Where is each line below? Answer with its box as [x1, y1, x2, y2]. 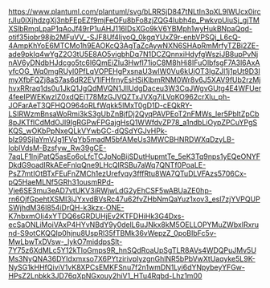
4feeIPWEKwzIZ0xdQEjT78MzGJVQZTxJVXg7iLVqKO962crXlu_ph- [8, 92, 231, 101]
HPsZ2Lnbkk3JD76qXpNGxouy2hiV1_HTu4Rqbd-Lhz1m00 [8, 271, 202, 280]
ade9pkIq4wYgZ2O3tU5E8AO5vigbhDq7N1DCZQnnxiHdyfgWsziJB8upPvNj [8, 50, 259, 59]
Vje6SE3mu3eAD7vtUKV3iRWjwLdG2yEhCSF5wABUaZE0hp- [8, 186, 213, 195]
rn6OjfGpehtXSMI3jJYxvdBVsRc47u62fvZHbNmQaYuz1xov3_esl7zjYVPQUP [8, 194, 261, 204]
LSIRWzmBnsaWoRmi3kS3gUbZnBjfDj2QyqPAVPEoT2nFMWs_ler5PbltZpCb [8, 109, 260, 119]
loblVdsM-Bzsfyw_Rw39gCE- [8, 144, 107, 152]
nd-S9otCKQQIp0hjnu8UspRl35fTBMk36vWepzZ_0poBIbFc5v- [8, 229, 217, 237]
